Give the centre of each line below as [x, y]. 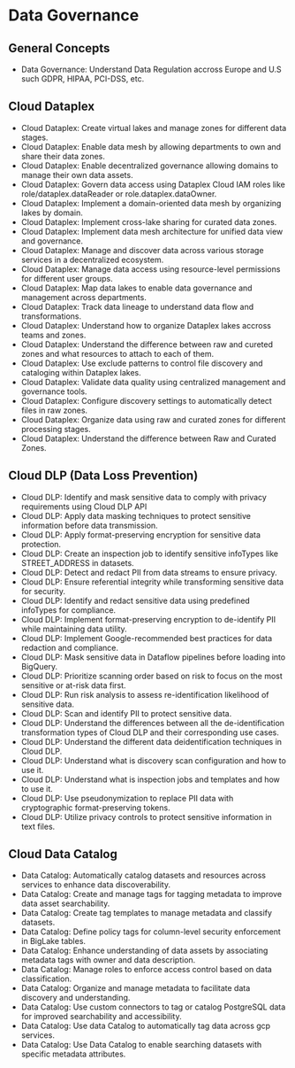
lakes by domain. [52, 213]
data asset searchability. [65, 903]
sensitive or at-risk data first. [73, 685]
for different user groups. [67, 278]
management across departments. [83, 297]
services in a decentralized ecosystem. [92, 259]
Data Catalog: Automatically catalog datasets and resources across [144, 875]
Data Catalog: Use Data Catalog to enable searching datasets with [141, 1045]
